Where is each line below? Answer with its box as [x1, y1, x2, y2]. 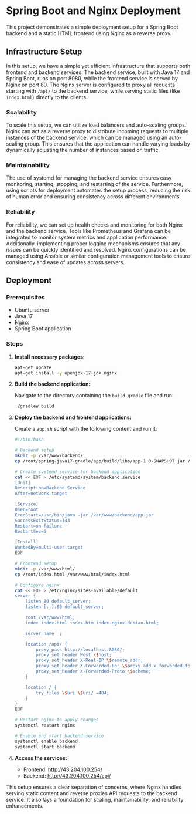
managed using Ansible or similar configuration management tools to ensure [6, 252, 190, 259]
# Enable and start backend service [14, 732, 104, 739]
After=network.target [14, 491, 67, 496]
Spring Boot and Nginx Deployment [6, 4, 181, 18]
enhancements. [6, 802, 44, 809]
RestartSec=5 [14, 528, 47, 535]
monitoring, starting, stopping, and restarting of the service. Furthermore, [6, 181, 183, 188]
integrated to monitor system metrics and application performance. [6, 234, 168, 241]
